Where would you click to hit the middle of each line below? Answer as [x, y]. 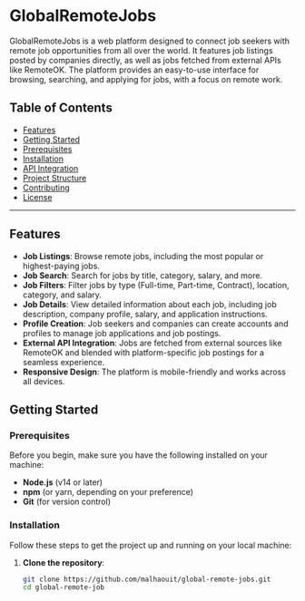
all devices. [44, 381]
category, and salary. [62, 295]
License [37, 197]
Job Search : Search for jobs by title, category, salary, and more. [143, 275]
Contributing [46, 188]
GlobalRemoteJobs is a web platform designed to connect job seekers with [150, 41]
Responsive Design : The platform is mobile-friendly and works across [154, 372]
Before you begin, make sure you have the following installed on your [138, 455]
